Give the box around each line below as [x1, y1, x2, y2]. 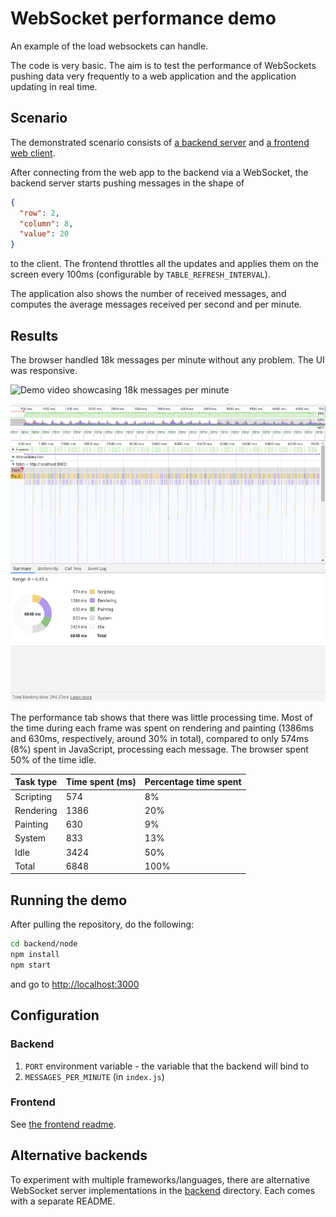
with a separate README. [10, 1195, 116, 1207]
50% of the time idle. [10, 753, 97, 766]
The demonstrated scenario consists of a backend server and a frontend [10, 136, 310, 148]
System [14, 832, 47, 844]
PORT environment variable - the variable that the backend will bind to [24, 1060, 310, 1072]
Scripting [14, 790, 53, 802]
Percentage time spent [144, 776, 242, 788]
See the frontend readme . [10, 1118, 117, 1130]
